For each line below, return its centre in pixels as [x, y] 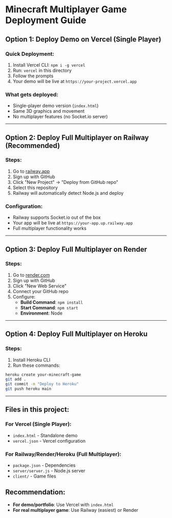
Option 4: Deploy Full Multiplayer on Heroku [77, 334]
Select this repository [35, 188]
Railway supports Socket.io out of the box [57, 217]
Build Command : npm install [52, 302]
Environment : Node [41, 313]
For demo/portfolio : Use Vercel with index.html [63, 504]
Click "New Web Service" [39, 286]
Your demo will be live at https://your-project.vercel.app [75, 81]
